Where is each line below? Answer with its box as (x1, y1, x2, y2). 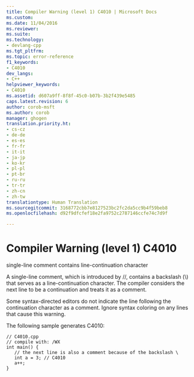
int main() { (6, 344, 39, 351)
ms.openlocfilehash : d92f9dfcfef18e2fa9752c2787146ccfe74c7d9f (6, 210, 168, 217)
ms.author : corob (6, 110, 50, 116)
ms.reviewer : (6, 25, 39, 32)
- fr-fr (6, 143, 26, 149)
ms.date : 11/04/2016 (6, 20, 58, 26)
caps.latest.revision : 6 (6, 98, 68, 104)
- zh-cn (6, 188, 26, 194)
